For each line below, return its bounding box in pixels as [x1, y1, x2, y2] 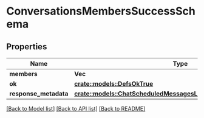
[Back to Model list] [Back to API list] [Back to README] [6, 105, 146, 112]
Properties [6, 41, 47, 52]
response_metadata [9, 89, 69, 98]
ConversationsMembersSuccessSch [6, 4, 195, 18]
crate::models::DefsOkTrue [74, 80, 154, 88]
